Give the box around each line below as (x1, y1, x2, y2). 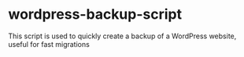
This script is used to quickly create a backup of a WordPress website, (8, 31, 237, 41)
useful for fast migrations (8, 39, 91, 48)
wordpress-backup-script (8, 5, 183, 23)
